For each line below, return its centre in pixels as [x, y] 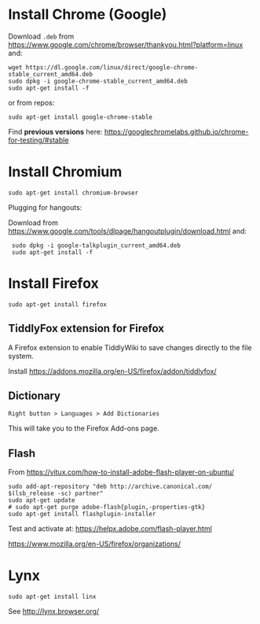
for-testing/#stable [38, 140]
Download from [33, 223]
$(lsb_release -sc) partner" [56, 493]
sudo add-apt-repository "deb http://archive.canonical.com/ [110, 487]
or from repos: [31, 102]
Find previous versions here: [55, 131]
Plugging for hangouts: [45, 207]
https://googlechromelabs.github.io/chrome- [176, 131]
